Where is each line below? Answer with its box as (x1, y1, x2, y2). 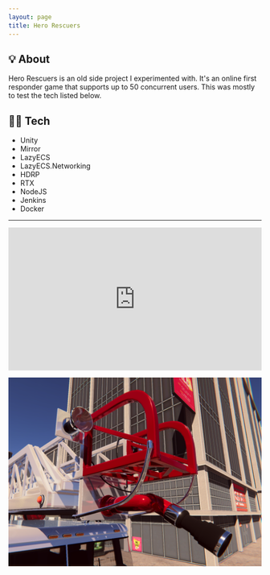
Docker (19, 204, 45, 213)
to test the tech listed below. (8, 91, 102, 101)
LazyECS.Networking (19, 161, 91, 171)
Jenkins (19, 196, 47, 205)
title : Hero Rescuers (8, 21, 81, 30)
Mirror (19, 144, 42, 154)
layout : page (8, 13, 52, 21)
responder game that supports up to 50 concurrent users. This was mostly (8, 82, 256, 92)
